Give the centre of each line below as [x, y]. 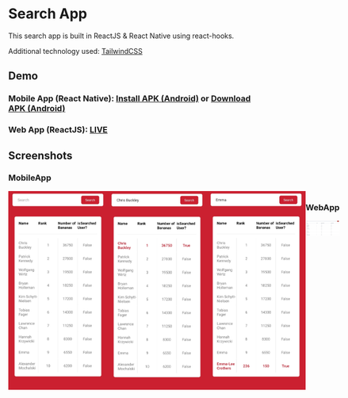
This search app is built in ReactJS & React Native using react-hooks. [121, 36]
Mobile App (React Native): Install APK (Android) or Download [130, 98]
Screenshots [40, 155]
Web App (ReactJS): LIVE [58, 130]
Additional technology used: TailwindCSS [75, 51]
